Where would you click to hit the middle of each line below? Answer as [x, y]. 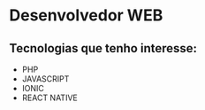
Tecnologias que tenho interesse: [103, 48]
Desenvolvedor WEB [86, 16]
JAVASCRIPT [46, 79]
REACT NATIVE [49, 98]
